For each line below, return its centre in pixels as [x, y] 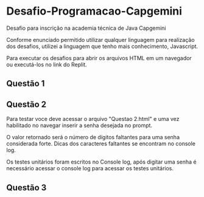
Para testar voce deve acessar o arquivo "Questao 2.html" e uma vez [93, 119]
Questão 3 [26, 188]
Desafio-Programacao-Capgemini [94, 11]
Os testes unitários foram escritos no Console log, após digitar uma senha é [101, 162]
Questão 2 [26, 104]
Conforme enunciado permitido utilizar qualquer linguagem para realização [100, 40]
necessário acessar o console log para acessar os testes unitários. [90, 168]
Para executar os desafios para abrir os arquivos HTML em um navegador [99, 58]
